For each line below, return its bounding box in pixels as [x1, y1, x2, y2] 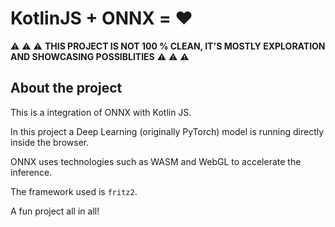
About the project [10, 80, 123, 97]
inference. [10, 166, 53, 178]
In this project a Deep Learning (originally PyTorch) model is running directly [10, 125, 325, 137]
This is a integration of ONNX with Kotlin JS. [10, 106, 192, 118]
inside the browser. [10, 136, 90, 148]
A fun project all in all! [10, 205, 100, 217]
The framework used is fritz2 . [10, 185, 138, 197]
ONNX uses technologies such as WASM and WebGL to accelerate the [10, 155, 302, 167]
